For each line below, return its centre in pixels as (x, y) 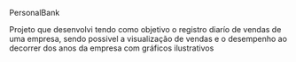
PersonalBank (35, 13)
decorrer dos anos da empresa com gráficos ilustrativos (112, 48)
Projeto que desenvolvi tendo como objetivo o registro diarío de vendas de (145, 29)
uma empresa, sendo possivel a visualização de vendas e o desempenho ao (148, 39)
